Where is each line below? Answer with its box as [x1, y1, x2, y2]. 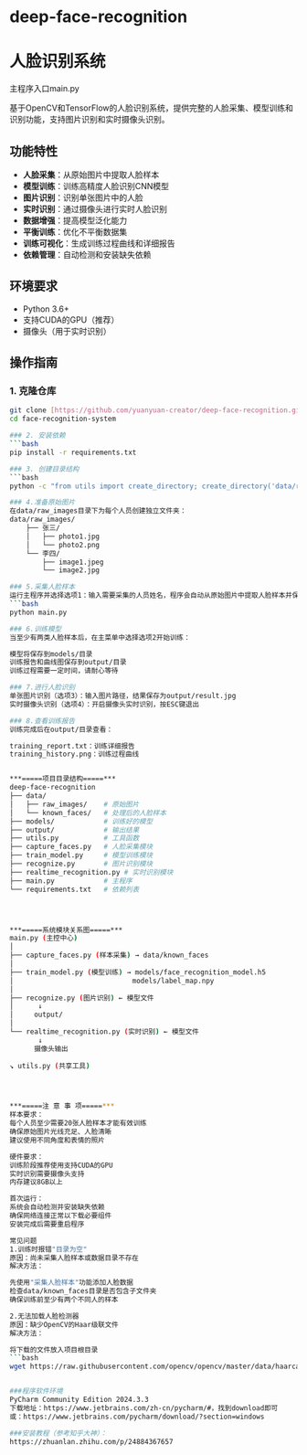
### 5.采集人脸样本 [9, 582, 76, 591]
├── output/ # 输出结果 [9, 825, 140, 834]
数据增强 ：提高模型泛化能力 [22, 215, 128, 226]
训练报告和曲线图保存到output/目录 [9, 658, 127, 667]
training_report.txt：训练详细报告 [9, 741, 135, 750]
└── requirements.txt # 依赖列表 [9, 885, 140, 894]
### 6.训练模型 [9, 624, 62, 633]
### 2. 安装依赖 [9, 431, 66, 441]
